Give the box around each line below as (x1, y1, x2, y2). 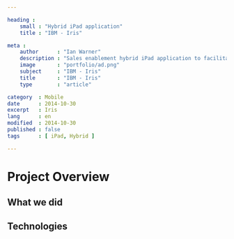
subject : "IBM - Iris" (19, 68, 101, 75)
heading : (7, 16, 36, 23)
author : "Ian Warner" (19, 48, 101, 56)
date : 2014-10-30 (7, 100, 77, 107)
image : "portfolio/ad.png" (19, 61, 120, 68)
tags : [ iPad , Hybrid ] (7, 132, 95, 140)
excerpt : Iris (7, 106, 58, 114)
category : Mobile (7, 94, 64, 101)
